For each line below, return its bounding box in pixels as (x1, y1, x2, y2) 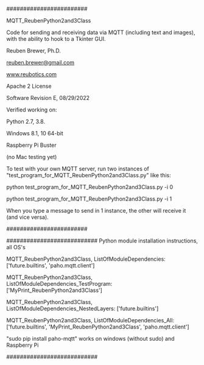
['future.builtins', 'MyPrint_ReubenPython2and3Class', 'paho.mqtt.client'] (6, 323, 190, 330)
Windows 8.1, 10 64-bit (6, 130, 63, 136)
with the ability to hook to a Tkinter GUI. (6, 35, 106, 42)
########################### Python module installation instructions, (6, 237, 198, 244)
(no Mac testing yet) (6, 154, 57, 160)
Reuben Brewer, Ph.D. (6, 47, 61, 54)
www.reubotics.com (6, 71, 57, 78)
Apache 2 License (6, 82, 52, 90)
